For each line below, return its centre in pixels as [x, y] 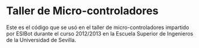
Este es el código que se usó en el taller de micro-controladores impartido [98, 27]
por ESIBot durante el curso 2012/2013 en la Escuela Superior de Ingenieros [100, 33]
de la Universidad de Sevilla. [41, 40]
